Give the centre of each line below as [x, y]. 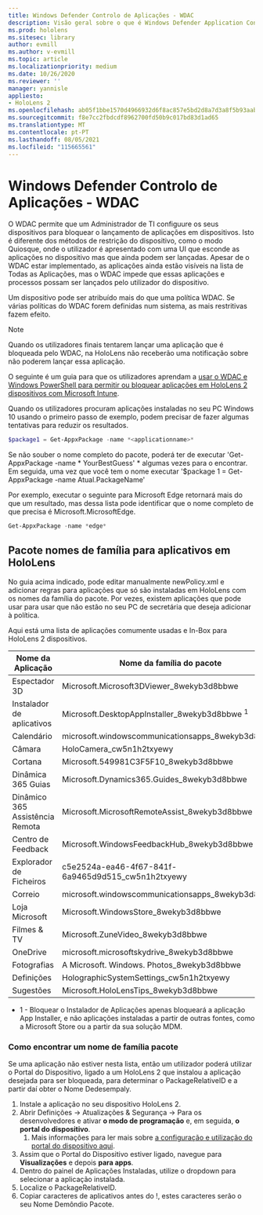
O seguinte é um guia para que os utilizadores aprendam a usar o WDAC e [128, 377]
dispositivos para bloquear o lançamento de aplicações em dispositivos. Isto [131, 232]
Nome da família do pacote [171, 663]
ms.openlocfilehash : [42, 111]
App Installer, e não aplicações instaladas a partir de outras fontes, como [137, 1018]
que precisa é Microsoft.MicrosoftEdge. [72, 512]
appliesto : [26, 96]
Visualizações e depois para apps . [76, 1162]
